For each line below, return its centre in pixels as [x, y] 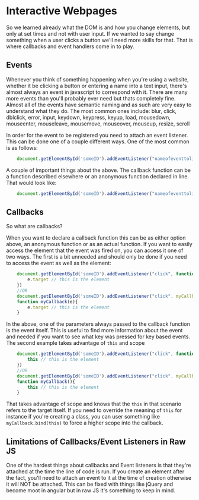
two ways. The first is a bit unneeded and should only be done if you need [97, 257]
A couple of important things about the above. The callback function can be [99, 170]
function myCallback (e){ [47, 301]
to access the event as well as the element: [59, 263]
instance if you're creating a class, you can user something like [83, 417]
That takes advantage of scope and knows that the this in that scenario [94, 404]
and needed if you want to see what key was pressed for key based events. [98, 337]
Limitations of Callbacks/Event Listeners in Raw [96, 441]
